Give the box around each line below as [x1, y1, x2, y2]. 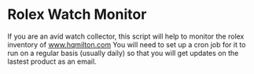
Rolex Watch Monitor [7, 6, 147, 24]
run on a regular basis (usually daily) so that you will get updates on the [7, 48, 239, 57]
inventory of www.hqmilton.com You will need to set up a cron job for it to [7, 39, 246, 49]
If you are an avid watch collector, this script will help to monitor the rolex [7, 31, 245, 41]
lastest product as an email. [7, 57, 97, 66]
